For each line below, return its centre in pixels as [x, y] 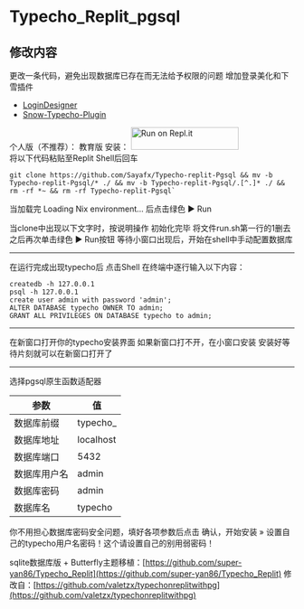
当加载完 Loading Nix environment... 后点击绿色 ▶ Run [111, 209]
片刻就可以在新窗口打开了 [65, 353]
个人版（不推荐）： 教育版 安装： [69, 147]
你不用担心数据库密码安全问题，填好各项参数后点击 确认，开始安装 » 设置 [146, 532]
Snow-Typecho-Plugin [64, 114]
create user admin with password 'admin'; [90, 300]
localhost [97, 440]
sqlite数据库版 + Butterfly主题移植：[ [78, 562]
